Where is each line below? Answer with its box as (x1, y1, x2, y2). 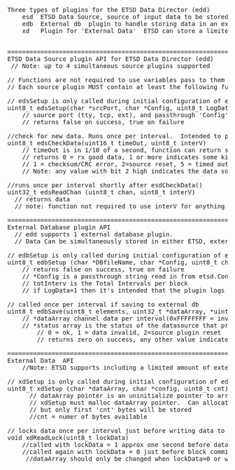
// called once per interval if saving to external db (7, 301, 199, 308)
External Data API (7, 357, 74, 364)
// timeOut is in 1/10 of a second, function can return (22, 147, 222, 154)
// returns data (14, 196, 71, 203)
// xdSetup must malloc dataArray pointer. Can (29, 399, 199, 406)
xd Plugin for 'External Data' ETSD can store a (22, 27, 203, 34)
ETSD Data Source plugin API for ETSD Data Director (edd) (7, 55, 215, 62)
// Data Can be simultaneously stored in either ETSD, (14, 238, 207, 245)
